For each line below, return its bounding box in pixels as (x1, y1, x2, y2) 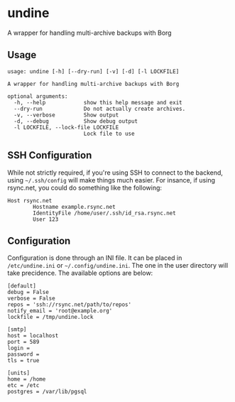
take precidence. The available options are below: (7, 268, 153, 278)
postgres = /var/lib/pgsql (7, 389, 87, 396)
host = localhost (7, 332, 59, 339)
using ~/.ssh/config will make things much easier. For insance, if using (7, 175, 215, 184)
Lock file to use (83, 130, 135, 137)
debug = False (7, 289, 50, 296)
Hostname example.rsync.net (33, 203, 116, 210)
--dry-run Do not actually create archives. (13, 105, 186, 112)
